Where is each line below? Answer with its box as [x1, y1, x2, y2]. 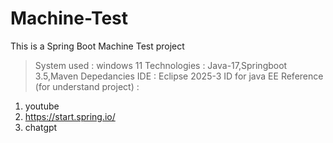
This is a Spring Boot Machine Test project [10, 40, 185, 52]
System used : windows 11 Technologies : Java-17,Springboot [34, 59, 288, 71]
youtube [24, 100, 60, 112]
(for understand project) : [34, 80, 140, 92]
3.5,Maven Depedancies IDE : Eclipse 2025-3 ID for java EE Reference [34, 70, 324, 82]
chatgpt [24, 121, 58, 133]
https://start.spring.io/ [24, 110, 116, 122]
